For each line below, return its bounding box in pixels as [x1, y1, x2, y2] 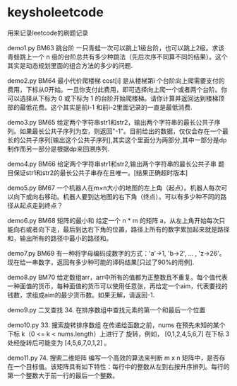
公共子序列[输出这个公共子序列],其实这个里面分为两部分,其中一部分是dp [19, 135, 227, 144]
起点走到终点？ [19, 201, 63, 210]
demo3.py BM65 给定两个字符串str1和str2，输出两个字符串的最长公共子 [7, 118, 215, 126]
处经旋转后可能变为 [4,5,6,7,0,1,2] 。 [7, 338, 111, 347]
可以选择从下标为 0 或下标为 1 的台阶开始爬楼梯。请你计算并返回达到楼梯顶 [7, 93, 225, 103]
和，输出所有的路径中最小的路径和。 [7, 234, 113, 242]
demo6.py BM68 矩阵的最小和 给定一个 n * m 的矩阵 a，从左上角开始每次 [7, 216, 219, 225]
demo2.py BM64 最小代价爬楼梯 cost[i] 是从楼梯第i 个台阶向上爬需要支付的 [7, 76, 225, 85]
